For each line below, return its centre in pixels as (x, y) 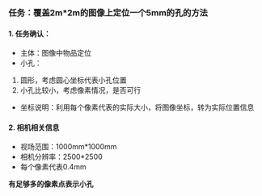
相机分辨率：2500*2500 (61, 157)
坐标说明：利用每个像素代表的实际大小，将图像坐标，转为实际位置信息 (137, 107)
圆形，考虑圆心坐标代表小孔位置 (73, 80)
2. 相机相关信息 (34, 127)
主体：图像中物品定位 (55, 53)
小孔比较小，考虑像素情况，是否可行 (80, 90)
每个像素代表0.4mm (53, 167)
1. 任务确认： (30, 33)
